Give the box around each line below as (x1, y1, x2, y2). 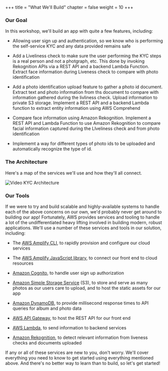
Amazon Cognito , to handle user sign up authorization (12, 270, 124, 276)
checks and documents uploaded (12, 339, 82, 345)
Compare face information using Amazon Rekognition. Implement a (12, 115, 151, 121)
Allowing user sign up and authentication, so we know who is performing (12, 38, 163, 44)
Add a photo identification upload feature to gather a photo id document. (12, 84, 163, 90)
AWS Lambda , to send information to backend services (12, 324, 127, 330)
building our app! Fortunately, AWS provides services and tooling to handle (5, 214, 160, 220)
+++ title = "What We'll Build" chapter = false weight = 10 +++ (5, 5, 134, 10)
